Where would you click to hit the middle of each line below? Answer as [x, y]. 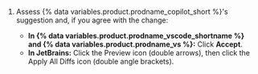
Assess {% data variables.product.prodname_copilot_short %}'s [122, 12]
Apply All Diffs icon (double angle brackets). [101, 61]
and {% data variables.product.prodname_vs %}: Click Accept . [135, 44]
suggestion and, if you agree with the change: [92, 20]
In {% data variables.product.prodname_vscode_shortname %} [136, 36]
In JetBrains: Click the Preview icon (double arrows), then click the [139, 53]
